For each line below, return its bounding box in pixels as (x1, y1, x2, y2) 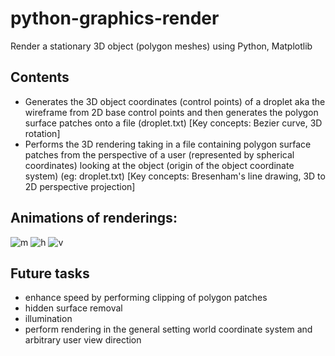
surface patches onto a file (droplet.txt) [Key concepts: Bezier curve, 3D (24, 117, 323, 129)
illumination (24, 313, 73, 325)
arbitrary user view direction (24, 334, 142, 346)
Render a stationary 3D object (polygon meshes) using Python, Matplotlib (10, 40, 313, 52)
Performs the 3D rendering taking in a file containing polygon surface (24, 138, 312, 150)
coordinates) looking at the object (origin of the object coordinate (24, 159, 295, 171)
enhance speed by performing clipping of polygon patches (24, 292, 268, 304)
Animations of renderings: (10, 210, 178, 227)
